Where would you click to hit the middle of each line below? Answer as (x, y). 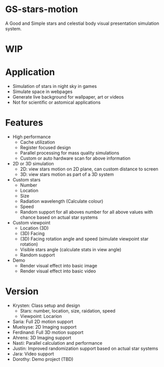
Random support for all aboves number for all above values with (87, 212)
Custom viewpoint (31, 223)
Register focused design (45, 147)
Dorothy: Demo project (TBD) (43, 359)
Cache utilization (38, 142)
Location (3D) (34, 228)
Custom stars (26, 180)
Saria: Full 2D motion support (43, 322)
